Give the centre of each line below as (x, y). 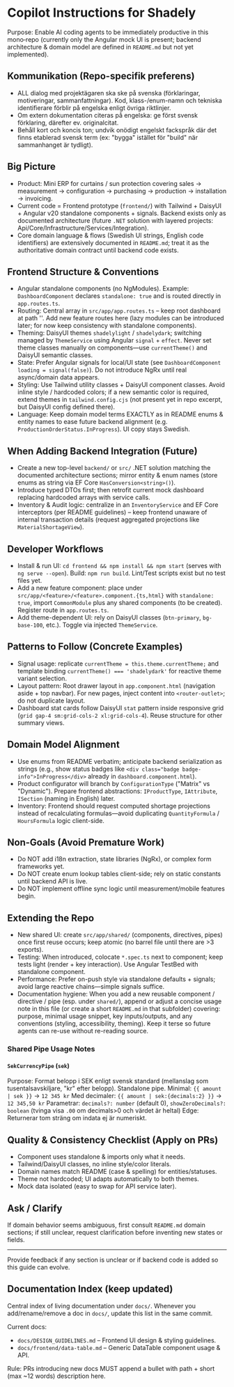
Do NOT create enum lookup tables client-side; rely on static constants (119, 874)
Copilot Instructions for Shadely (102, 13)
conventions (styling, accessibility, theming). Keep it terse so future (114, 1024)
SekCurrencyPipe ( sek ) (38, 1065)
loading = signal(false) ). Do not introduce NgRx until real (102, 370)
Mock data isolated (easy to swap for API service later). (97, 1186)
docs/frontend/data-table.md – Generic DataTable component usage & (119, 1347)
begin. (26, 896)
